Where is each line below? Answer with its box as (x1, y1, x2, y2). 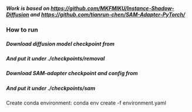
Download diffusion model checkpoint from (6, 40, 114, 47)
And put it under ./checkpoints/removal (6, 55, 105, 62)
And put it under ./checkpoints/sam (6, 84, 96, 91)
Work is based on (6, 5, 50, 12)
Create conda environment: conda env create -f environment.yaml (6, 100, 166, 107)
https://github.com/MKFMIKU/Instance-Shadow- (50, 5, 174, 12)
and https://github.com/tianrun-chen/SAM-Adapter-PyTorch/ (30, 11, 186, 18)
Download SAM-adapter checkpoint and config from (6, 70, 138, 77)
